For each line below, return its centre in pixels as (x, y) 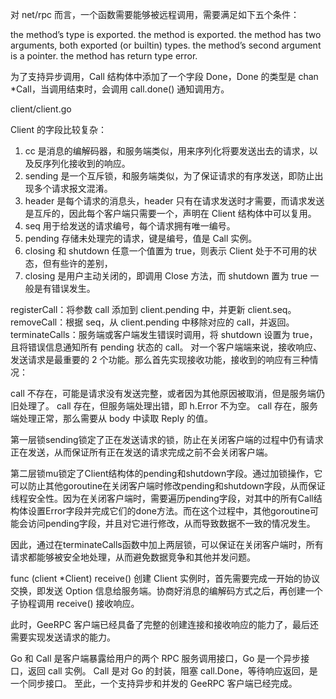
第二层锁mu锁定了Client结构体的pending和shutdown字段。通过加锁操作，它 (166, 473)
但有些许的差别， (77, 263)
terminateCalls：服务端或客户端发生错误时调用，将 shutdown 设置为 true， (164, 334)
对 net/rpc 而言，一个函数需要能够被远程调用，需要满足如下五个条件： (155, 14)
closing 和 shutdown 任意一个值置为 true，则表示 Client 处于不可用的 (166, 251)
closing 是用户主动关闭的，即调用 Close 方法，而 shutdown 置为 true (166, 276)
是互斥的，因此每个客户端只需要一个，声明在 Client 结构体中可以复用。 (170, 213)
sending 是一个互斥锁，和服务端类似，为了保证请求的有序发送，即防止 (169, 176)
